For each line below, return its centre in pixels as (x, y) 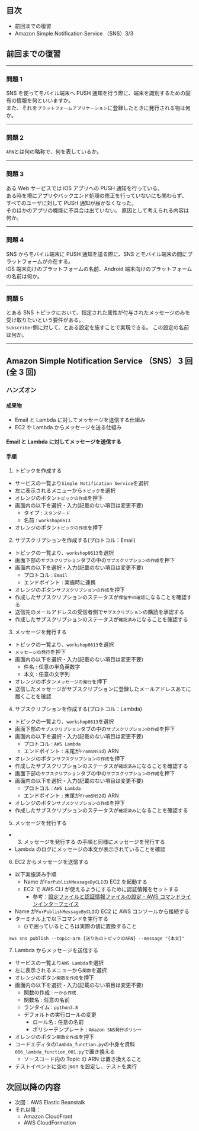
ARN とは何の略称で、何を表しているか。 (54, 152)
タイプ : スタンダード (47, 513)
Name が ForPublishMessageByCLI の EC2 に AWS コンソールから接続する (102, 911)
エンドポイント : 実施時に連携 (60, 583)
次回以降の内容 (33, 1087)
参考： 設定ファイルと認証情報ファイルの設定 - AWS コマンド (107, 897)
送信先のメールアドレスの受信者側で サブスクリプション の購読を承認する (99, 612)
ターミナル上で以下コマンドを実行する (61, 919)
